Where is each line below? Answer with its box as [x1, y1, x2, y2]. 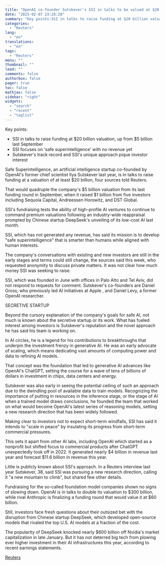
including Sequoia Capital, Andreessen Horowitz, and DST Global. [5, 197, 138, 203]
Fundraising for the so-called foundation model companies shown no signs [5, 484, 157, 490]
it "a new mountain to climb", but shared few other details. [5, 474, 123, 480]
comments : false [5, 72, 38, 76]
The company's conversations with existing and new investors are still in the [5, 252, 160, 258]
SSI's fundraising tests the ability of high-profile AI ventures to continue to [5, 206, 155, 212]
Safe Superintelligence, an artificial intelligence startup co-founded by [5, 166, 147, 172]
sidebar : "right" [5, 94, 41, 99]
